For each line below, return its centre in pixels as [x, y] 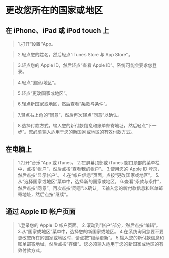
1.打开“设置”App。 [36, 44]
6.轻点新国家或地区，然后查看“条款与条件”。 [64, 104]
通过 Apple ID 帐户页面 [40, 212]
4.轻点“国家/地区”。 [38, 82]
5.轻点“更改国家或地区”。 [44, 93]
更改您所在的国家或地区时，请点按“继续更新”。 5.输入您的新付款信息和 [91, 237]
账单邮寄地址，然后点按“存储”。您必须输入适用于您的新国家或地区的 [88, 244]
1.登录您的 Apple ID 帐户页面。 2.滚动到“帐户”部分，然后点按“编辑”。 [89, 225]
